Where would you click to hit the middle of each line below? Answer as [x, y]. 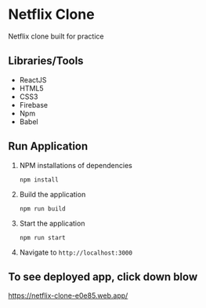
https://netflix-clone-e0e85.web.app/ [68, 295]
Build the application [52, 194]
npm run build [42, 209]
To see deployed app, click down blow [103, 277]
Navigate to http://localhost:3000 [76, 252]
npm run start [42, 237]
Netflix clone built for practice [56, 36]
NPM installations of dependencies [76, 165]
